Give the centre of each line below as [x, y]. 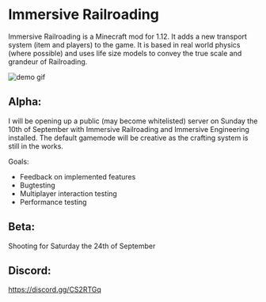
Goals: [19, 161]
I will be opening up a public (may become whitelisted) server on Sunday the [133, 121]
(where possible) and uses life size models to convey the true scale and [125, 53]
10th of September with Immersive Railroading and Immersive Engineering [129, 129]
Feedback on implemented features [78, 176]
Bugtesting [37, 185]
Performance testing [53, 202]
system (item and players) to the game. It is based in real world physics [124, 44]
